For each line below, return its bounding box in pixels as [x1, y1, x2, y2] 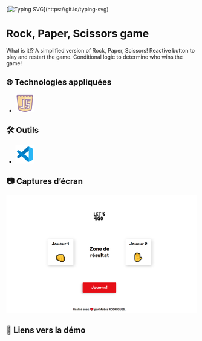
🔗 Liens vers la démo [6, 325, 86, 335]
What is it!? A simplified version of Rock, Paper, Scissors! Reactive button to [6, 47, 195, 54]
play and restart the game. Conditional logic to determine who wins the [6, 53, 183, 60]
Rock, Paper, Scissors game [6, 27, 149, 41]
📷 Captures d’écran [6, 176, 83, 186]
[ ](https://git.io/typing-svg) [6, 6, 109, 13]
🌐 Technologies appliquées [6, 77, 112, 88]
